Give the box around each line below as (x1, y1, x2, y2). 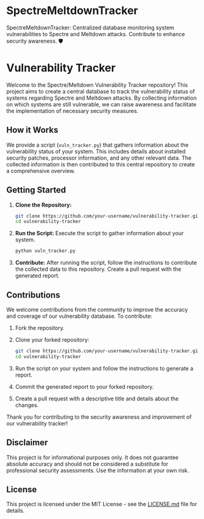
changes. (15, 401, 39, 408)
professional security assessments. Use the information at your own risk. (6, 466, 189, 474)
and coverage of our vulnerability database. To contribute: (6, 312, 153, 320)
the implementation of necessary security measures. (6, 107, 139, 114)
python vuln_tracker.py (15, 248, 76, 254)
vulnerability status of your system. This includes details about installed (6, 147, 186, 155)
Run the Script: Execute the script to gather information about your (15, 230, 184, 237)
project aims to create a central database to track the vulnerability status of (6, 87, 195, 95)
